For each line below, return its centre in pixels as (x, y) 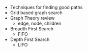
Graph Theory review (32, 18)
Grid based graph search (36, 13)
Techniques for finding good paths (46, 7)
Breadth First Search (32, 29)
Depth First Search (30, 39)
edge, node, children (39, 23)
